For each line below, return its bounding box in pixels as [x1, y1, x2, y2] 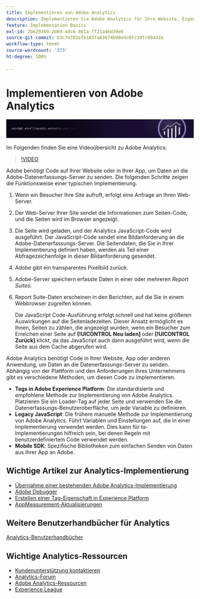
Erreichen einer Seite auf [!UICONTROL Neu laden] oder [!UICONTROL [14, 330, 190, 337]
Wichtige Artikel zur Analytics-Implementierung [6, 466, 189, 476]
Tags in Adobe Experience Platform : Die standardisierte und [14, 385, 164, 392]
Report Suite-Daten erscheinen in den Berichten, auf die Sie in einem [14, 293, 184, 301]
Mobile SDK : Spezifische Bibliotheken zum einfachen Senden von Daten [14, 442, 192, 449]
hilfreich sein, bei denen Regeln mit [64, 430, 151, 437]
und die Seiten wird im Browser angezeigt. [14, 215, 119, 223]
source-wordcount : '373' [6, 48, 68, 54]
